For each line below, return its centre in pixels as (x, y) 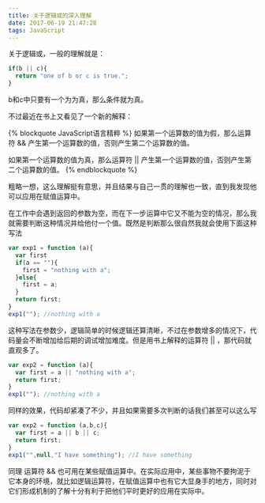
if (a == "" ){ (37, 263)
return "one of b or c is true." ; (72, 76)
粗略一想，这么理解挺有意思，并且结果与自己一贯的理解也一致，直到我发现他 (132, 186)
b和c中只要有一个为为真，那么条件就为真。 (78, 99)
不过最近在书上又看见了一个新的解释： (70, 116)
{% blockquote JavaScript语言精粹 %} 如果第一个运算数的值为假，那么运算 (130, 133)
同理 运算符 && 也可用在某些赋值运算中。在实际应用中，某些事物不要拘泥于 (129, 471)
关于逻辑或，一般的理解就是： (56, 54)
